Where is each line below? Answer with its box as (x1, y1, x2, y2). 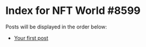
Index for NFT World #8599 (5, 4, 141, 17)
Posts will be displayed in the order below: (5, 23, 107, 30)
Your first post (13, 34, 48, 41)
